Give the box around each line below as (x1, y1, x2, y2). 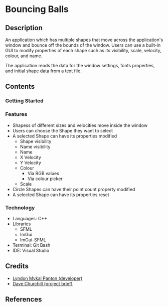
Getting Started (5, 97, 44, 104)
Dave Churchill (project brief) (12, 280, 73, 286)
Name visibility (20, 143, 51, 149)
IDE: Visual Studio (12, 247, 50, 253)
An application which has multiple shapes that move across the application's (5, 37, 163, 43)
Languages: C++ (12, 215, 48, 221)
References (5, 295, 42, 304)
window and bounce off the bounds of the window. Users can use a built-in (5, 42, 161, 48)
